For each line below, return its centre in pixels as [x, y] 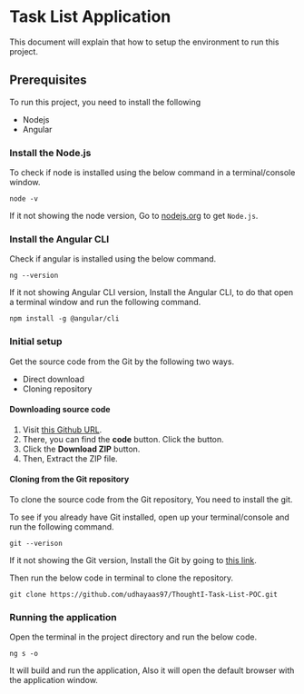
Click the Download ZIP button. [81, 449]
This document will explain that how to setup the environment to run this [144, 42]
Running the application [63, 617]
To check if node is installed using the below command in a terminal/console [152, 173]
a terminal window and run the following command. [105, 302]
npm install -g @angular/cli [64, 319]
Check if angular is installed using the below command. [113, 259]
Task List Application [90, 17]
